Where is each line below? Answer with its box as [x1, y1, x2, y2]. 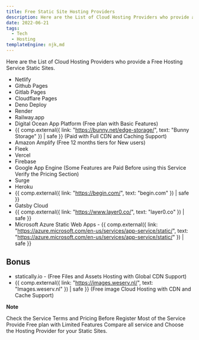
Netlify [14, 75, 31, 83]
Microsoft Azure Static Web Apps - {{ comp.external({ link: [14, 221, 158, 228]
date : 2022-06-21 [6, 20, 49, 26]
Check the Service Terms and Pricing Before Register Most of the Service [6, 314, 186, 322]
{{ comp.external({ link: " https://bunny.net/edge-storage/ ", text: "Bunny [14, 126, 190, 134]
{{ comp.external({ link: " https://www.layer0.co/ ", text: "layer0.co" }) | [14, 208, 185, 215]
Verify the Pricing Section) [14, 170, 79, 177]
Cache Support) [14, 291, 54, 298]
